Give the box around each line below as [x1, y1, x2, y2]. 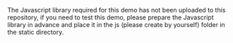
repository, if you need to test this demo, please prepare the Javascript [7, 13, 214, 21]
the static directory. [7, 28, 64, 36]
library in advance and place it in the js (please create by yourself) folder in [7, 21, 226, 28]
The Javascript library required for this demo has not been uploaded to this [7, 6, 226, 14]
